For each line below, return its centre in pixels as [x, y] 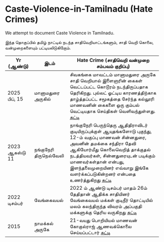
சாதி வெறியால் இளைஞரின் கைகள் [106, 81]
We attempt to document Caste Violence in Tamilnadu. [60, 33]
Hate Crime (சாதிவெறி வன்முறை [113, 60]
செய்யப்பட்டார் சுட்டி [90, 232]
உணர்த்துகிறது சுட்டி [91, 180]
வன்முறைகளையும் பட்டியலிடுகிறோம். [38, 48]
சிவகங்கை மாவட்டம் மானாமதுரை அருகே [113, 74]
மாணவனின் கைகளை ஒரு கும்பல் [104, 105]
